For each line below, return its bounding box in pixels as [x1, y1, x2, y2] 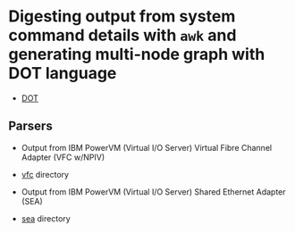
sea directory [21, 212, 71, 224]
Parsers [8, 119, 53, 134]
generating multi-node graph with [8, 45, 265, 64]
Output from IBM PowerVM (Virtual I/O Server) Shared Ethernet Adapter [21, 186, 287, 197]
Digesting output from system [8, 6, 236, 27]
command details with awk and [8, 25, 237, 46]
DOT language [8, 63, 117, 84]
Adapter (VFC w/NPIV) [21, 152, 105, 162]
